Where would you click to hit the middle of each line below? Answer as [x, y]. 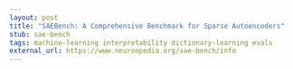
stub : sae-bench [40, 34]
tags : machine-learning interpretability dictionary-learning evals [141, 43]
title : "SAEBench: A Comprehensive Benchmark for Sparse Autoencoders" [147, 26]
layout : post [34, 17]
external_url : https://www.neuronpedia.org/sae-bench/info [123, 51]
